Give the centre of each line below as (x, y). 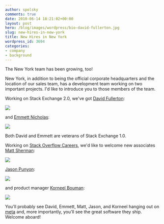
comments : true (21, 14)
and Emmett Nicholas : (27, 117)
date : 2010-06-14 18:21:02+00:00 (39, 19)
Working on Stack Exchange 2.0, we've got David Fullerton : (65, 99)
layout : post (18, 23)
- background (18, 55)
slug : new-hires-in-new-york (35, 32)
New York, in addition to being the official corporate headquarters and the (80, 78)
